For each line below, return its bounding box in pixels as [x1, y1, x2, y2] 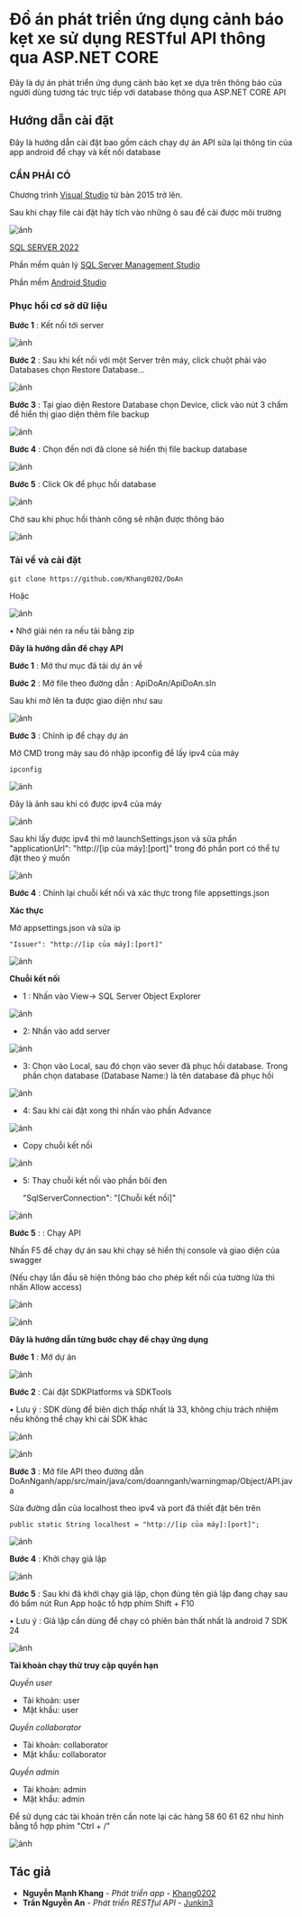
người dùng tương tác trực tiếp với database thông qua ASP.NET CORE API [9, 87, 287, 97]
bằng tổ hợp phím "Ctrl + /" [9, 1820, 111, 1831]
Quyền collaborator [9, 1721, 82, 1732]
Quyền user [9, 1677, 52, 1688]
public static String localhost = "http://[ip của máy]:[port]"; [9, 1520, 260, 1529]
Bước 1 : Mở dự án [9, 1351, 77, 1362]
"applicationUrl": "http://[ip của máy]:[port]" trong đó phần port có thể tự [9, 843, 280, 853]
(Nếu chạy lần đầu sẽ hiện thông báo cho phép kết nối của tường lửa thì [9, 1272, 275, 1283]
